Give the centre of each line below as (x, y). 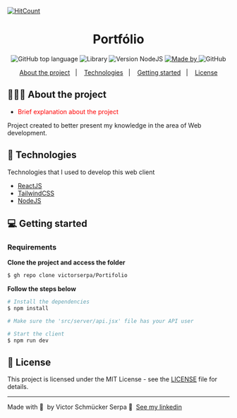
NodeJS (29, 200)
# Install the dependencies (49, 302)
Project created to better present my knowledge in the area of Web (104, 125)
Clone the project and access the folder (66, 263)
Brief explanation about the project (68, 111)
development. (27, 133)
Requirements (32, 247)
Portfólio (119, 39)
